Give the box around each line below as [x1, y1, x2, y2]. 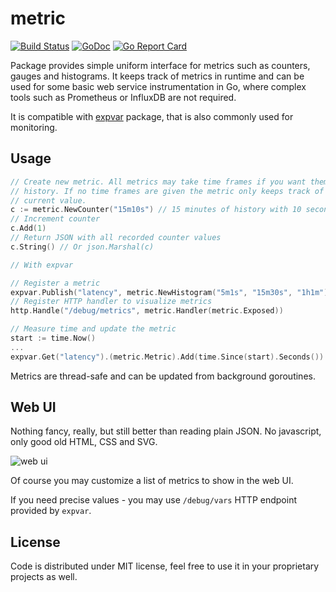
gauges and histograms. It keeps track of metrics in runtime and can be [10, 70, 305, 82]
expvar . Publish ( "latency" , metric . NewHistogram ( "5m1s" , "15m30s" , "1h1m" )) [10, 287, 333, 297]
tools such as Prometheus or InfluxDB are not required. [10, 91, 237, 103]
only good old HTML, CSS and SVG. [10, 436, 158, 448]
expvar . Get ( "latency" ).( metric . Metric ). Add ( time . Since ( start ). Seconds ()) [10, 352, 325, 362]
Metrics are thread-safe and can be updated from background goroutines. [10, 370, 316, 382]
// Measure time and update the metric [10, 324, 177, 334]
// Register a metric [10, 278, 101, 288]
